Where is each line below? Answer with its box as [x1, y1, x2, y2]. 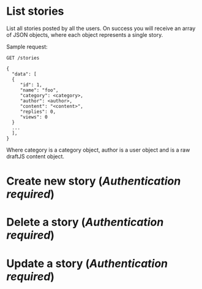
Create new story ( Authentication [6, 174, 181, 188]
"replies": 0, [20, 109, 56, 115]
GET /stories [6, 55, 40, 61]
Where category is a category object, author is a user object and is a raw [6, 146, 190, 153]
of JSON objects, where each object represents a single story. [6, 31, 163, 38]
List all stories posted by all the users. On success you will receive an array [6, 25, 196, 32]
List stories [6, 4, 64, 18]
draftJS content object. [6, 152, 65, 160]
